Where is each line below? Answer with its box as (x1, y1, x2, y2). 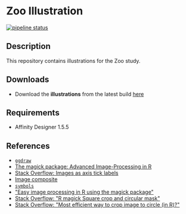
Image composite (14, 176, 58, 183)
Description (6, 41, 51, 51)
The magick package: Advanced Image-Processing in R (14, 163, 152, 170)
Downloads (6, 75, 49, 85)
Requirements (6, 108, 60, 118)
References (6, 140, 50, 151)
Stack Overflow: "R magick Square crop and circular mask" (14, 195, 160, 202)
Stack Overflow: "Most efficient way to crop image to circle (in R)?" (14, 201, 180, 209)
